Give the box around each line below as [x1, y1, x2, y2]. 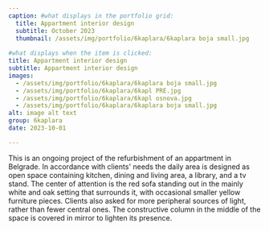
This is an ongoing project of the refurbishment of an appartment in [8, 153, 231, 163]
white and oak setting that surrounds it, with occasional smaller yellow [8, 187, 241, 197]
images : [8, 72, 35, 80]
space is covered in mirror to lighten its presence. [8, 212, 173, 222]
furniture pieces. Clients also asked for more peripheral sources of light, [8, 196, 247, 205]
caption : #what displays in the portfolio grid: [8, 11, 174, 20]
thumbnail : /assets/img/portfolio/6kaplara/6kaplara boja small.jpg [15, 34, 250, 43]
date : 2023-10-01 [8, 124, 67, 132]
